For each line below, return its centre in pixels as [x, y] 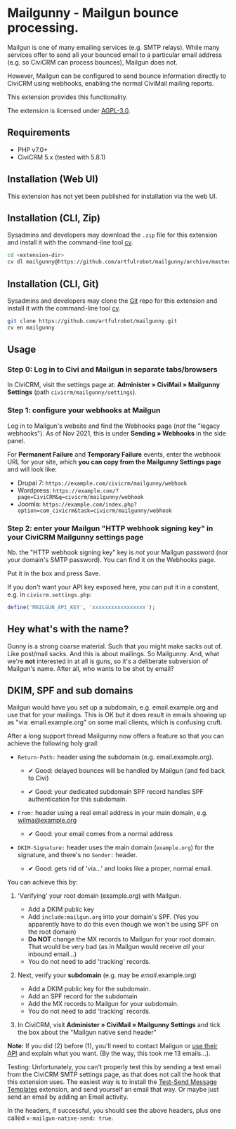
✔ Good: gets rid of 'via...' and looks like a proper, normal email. [120, 868]
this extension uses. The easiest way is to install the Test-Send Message [112, 1082]
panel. [17, 440]
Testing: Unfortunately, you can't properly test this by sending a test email [114, 1067]
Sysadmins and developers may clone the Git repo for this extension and [112, 301]
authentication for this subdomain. [78, 800]
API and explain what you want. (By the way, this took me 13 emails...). [109, 1053]
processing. [43, 28]
